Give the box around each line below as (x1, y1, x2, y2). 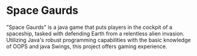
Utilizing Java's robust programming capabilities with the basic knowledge (6, 36, 191, 43)
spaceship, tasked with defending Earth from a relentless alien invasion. (6, 30, 185, 37)
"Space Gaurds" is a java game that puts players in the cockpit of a (6, 23, 173, 31)
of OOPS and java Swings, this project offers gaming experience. (6, 43, 167, 50)
